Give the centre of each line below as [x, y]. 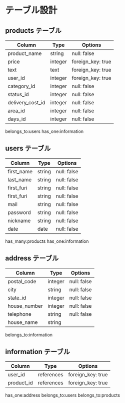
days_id [17, 119]
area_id [16, 111]
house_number [25, 306]
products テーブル [33, 30]
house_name [23, 322]
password [19, 212]
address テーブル [32, 258]
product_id [20, 383]
